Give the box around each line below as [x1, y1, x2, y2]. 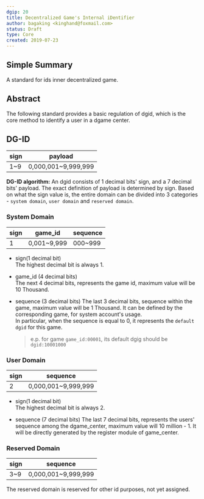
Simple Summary [6, 60, 73, 70]
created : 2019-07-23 [6, 37, 59, 43]
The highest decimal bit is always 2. [15, 404, 105, 412]
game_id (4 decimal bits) [15, 273, 77, 280]
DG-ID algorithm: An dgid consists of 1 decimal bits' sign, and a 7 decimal [6, 178, 192, 185]
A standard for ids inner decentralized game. [6, 76, 119, 83]
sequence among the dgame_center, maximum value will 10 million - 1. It [15, 422, 197, 430]
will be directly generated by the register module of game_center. [15, 429, 180, 436]
